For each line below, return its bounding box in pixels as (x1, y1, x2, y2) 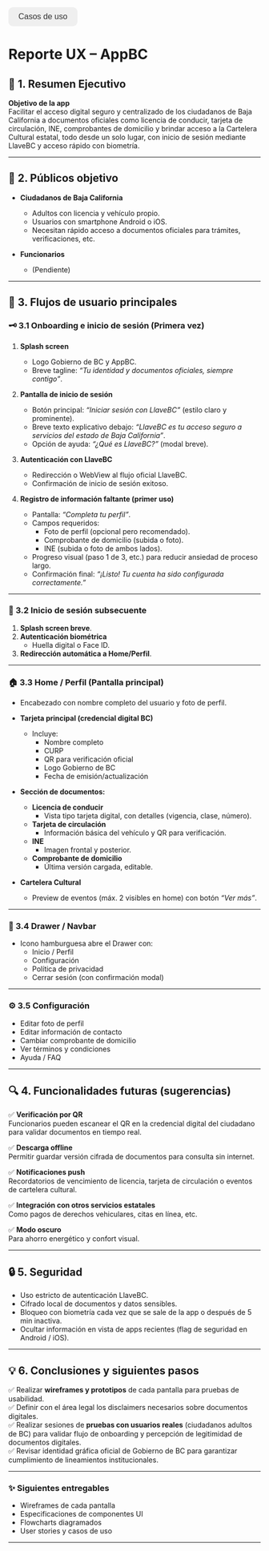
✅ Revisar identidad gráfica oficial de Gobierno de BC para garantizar (8, 1446, 238, 1456)
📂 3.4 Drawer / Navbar (8, 921, 97, 932)
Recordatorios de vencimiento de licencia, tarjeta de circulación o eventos (8, 1176, 253, 1186)
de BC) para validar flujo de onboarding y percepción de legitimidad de (8, 1429, 243, 1439)
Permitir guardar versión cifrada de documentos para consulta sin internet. (8, 1151, 255, 1161)
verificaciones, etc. (31, 234, 95, 243)
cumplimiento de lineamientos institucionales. (8, 1455, 159, 1465)
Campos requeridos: (31, 518, 100, 528)
